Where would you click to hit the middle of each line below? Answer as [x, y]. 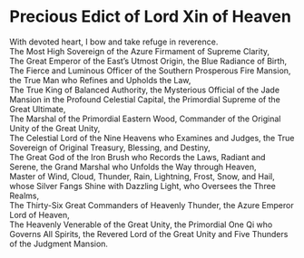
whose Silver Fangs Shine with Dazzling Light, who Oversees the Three [143, 186]
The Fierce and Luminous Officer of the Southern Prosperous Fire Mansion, [150, 71]
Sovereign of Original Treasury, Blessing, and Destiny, [110, 148]
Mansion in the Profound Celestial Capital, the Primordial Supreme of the [145, 99]
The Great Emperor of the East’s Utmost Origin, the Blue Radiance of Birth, [148, 61]
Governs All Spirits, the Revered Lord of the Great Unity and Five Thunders [149, 234]
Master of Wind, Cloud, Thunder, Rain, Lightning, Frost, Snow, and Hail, [142, 176]
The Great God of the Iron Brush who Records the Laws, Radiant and [137, 157]
